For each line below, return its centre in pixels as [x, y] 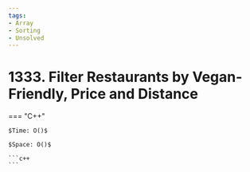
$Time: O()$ [28, 131]
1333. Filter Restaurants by [99, 77]
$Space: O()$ [30, 145]
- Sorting [25, 30]
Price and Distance [135, 94]
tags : [17, 16]
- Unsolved [26, 38]
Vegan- [217, 77]
